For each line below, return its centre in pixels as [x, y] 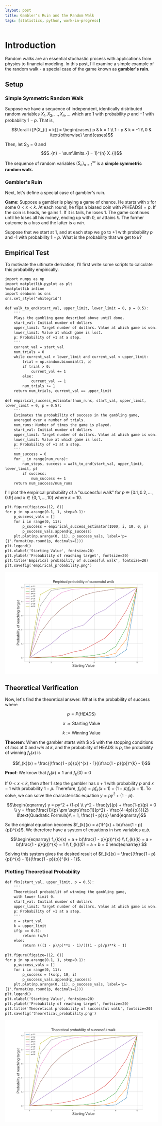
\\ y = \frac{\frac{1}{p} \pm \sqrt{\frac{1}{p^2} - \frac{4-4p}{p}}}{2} [81, 810]
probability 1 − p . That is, [30, 120]
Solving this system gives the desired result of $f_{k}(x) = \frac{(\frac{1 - [78, 854]
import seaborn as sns [28, 294]
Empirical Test [27, 253]
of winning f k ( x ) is [23, 753]
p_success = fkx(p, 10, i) [50, 975]
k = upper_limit [30, 926]
